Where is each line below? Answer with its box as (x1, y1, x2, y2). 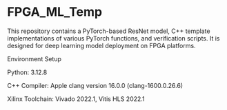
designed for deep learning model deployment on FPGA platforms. (7, 41, 196, 49)
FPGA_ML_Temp (7, 4, 102, 20)
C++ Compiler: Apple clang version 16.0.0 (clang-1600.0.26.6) (7, 81, 184, 89)
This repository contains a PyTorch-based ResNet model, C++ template (7, 27, 210, 35)
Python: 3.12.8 (7, 68, 48, 76)
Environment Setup (7, 54, 62, 63)
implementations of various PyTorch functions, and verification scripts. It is (7, 34, 220, 42)
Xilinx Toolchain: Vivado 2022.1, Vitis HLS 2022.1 (7, 94, 145, 103)
